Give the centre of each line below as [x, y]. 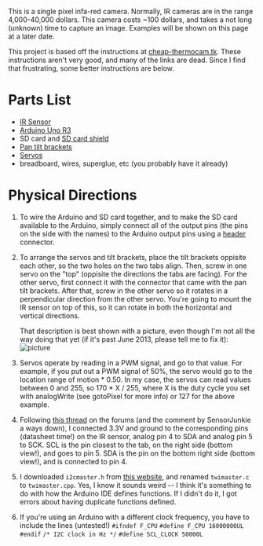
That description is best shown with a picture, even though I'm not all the [137, 331]
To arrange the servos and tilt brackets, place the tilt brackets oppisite [133, 257]
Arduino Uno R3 [46, 130]
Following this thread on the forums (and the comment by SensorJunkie [135, 420]
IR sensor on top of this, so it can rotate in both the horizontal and [126, 307]
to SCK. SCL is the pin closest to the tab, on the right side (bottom [126, 445]
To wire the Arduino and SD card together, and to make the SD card [128, 217]
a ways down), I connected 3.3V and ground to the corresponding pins [134, 428]
